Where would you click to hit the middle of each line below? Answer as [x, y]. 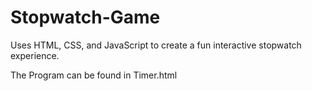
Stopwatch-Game [85, 17]
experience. [35, 55]
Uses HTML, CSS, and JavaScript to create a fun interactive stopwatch [156, 45]
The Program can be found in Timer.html [94, 75]
